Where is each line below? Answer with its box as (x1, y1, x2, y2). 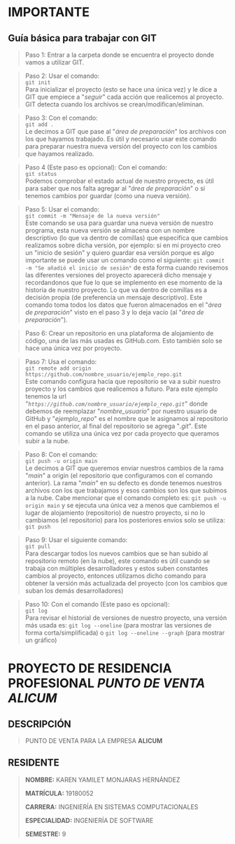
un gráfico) (24, 636, 57, 644)
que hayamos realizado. (24, 150, 94, 158)
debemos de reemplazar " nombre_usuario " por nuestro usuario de (24, 407, 218, 415)
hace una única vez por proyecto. (24, 344, 122, 352)
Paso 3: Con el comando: (24, 113, 99, 122)
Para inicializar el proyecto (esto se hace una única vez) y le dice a (24, 85, 218, 93)
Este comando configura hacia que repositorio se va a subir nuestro (24, 378, 221, 385)
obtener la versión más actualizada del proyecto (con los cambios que (24, 579, 228, 587)
